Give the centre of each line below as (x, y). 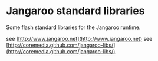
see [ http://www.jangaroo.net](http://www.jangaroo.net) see (79, 38)
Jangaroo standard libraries (75, 11)
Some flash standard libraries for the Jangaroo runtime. (73, 27)
